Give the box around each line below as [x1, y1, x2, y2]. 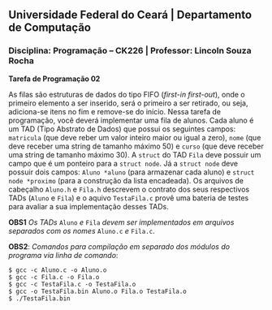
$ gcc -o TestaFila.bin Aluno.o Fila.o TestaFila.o [8, 287, 187, 295]
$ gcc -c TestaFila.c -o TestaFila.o [8, 280, 136, 288]
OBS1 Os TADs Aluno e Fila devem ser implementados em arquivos [8, 217, 235, 227]
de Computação [8, 21, 92, 35]
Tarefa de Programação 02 [8, 74, 101, 84]
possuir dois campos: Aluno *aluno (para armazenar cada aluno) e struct [8, 167, 255, 177]
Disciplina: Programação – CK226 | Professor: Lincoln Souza [8, 45, 252, 57]
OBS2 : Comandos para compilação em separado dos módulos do [8, 241, 230, 252]
